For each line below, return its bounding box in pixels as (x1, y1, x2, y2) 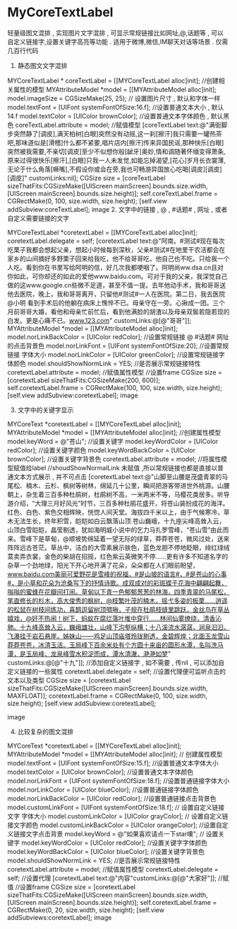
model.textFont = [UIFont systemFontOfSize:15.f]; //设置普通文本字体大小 (7, 758, 219, 767)
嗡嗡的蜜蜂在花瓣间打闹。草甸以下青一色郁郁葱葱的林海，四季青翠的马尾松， (7, 587, 230, 595)
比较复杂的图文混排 (17, 727, 74, 736)
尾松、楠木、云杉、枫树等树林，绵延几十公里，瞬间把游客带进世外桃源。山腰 (7, 481, 230, 489)
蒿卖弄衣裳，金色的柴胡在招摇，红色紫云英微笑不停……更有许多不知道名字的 (7, 552, 229, 560)
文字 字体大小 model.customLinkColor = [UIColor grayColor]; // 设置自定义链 (7, 811, 229, 820)
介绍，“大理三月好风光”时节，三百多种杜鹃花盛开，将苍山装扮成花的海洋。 (13, 498, 229, 507)
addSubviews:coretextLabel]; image (7, 913, 112, 921)
